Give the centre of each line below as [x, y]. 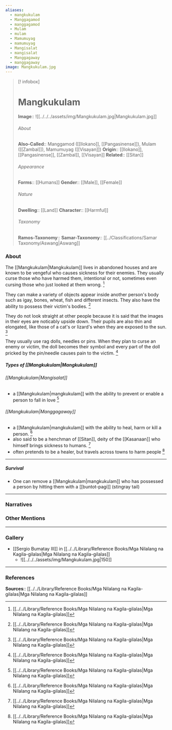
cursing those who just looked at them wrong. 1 [55, 284]
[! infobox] [29, 82]
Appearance [31, 166]
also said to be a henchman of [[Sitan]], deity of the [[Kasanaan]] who [87, 439]
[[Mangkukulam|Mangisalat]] [36, 378]
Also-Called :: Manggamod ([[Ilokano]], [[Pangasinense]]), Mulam [87, 144]
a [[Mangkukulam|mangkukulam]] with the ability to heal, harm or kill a [87, 427]
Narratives [19, 504]
